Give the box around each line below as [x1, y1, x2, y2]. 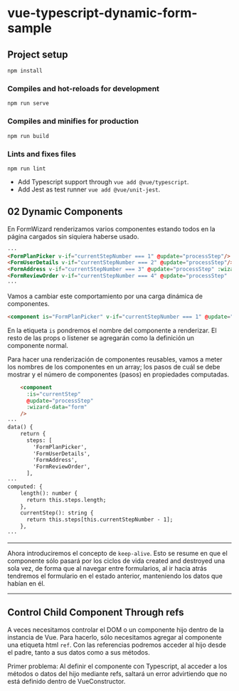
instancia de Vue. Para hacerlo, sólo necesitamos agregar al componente [7, 633, 222, 641]
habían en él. [7, 579, 46, 588]
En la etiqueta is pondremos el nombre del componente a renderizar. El [7, 326, 217, 334]
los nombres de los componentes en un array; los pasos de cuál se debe [7, 362, 221, 371]
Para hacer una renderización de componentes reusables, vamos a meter [7, 354, 223, 364]
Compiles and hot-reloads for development [7, 83, 160, 93]
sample [7, 20, 52, 36]
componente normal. [7, 341, 69, 349]
